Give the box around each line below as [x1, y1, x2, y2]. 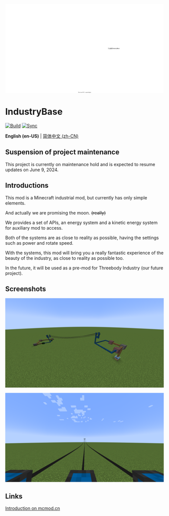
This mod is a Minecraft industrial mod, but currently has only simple [5, 194, 147, 200]
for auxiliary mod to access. [5, 225, 63, 231]
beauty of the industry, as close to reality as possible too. [5, 255, 124, 261]
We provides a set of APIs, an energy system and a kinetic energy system [5, 219, 158, 226]
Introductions [5, 181, 49, 190]
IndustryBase [5, 106, 63, 117]
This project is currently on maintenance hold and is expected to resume [5, 161, 155, 167]
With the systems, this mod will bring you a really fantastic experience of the [5, 250, 164, 256]
